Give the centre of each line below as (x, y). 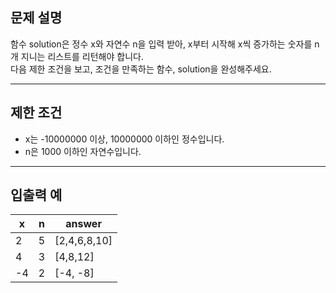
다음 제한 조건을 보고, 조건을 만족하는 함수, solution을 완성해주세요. (141, 69)
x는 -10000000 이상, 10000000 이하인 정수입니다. (124, 139)
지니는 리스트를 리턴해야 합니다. (82, 56)
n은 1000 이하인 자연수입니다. (83, 151)
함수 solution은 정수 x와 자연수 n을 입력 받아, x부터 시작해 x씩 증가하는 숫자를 (161, 44)
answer (83, 224)
